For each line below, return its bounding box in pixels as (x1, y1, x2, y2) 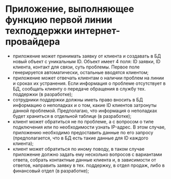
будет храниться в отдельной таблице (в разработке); (12, 113, 132, 119)
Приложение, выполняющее (5, 3, 134, 15)
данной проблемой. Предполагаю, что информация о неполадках (12, 108, 158, 114)
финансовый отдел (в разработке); (12, 168, 90, 174)
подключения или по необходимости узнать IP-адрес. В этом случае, (12, 124, 166, 130)
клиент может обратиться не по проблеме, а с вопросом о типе (12, 118, 154, 124)
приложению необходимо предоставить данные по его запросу (12, 129, 154, 135)
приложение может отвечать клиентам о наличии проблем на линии (12, 75, 164, 81)
